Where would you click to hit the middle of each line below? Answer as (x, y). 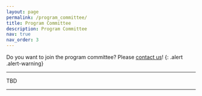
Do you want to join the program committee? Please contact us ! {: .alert (95, 57)
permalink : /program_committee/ (47, 18)
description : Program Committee (47, 29)
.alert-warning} (25, 63)
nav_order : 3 (23, 40)
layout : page (23, 12)
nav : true (19, 34)
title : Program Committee (38, 23)
